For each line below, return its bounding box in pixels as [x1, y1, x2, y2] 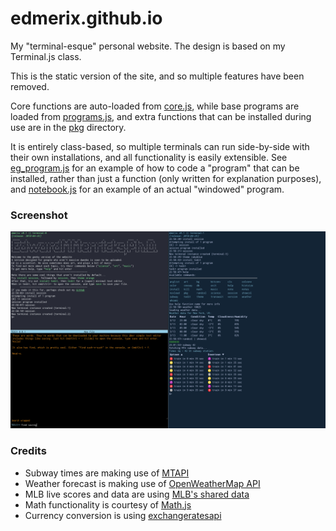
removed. [10, 80, 50, 92]
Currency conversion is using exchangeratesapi [24, 509, 222, 521]
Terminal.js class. [10, 50, 82, 62]
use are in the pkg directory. [10, 121, 127, 133]
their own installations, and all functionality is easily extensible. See [10, 151, 288, 163]
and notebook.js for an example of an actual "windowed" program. [10, 183, 285, 195]
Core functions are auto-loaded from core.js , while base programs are [10, 100, 300, 112]
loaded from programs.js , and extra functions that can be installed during [10, 110, 312, 122]
